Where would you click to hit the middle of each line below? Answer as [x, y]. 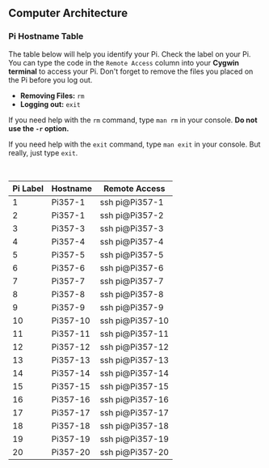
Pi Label [28, 188]
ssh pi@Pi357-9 [132, 307]
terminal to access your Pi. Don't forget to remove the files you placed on [131, 71]
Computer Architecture [68, 13]
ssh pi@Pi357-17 [134, 412]
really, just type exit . [43, 152]
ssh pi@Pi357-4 [132, 241]
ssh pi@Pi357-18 [134, 426]
